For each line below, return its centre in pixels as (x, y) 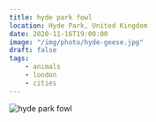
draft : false (33, 50)
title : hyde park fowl (51, 17)
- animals (43, 67)
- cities (41, 83)
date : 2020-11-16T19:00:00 (59, 34)
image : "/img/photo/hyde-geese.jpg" (76, 42)
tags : (19, 58)
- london (41, 75)
